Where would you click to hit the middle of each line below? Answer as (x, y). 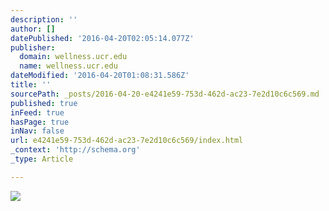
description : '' (44, 19)
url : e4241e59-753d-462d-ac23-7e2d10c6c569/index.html (127, 141)
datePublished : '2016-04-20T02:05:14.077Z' (102, 38)
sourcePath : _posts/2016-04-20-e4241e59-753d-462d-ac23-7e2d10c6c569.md (165, 94)
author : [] (33, 29)
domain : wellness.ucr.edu (73, 57)
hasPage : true (40, 122)
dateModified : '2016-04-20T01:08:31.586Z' (100, 76)
